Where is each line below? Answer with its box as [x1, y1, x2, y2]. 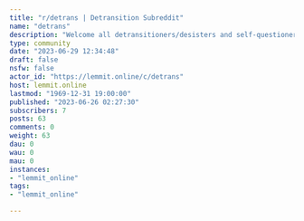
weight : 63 [9, 131, 51, 140]
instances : [9, 165, 51, 174]
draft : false [9, 55, 59, 64]
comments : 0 [9, 123, 54, 132]
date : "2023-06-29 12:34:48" [9, 47, 119, 56]
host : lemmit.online [9, 81, 88, 90]
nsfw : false [9, 64, 54, 73]
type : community [9, 38, 71, 48]
